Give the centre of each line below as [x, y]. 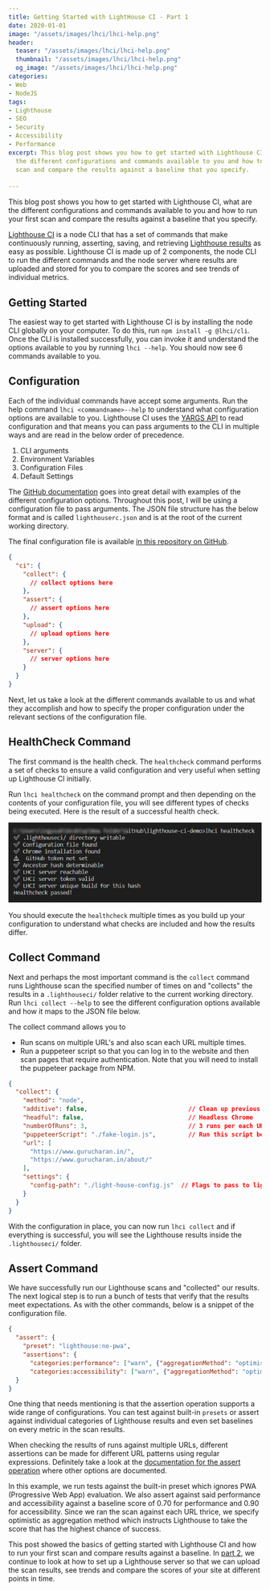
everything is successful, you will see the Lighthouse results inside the [125, 1235]
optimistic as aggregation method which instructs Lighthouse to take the [128, 1520]
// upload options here [70, 634]
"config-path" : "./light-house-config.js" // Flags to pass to [139, 1186]
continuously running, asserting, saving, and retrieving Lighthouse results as [135, 243]
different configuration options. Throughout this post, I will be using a [123, 500]
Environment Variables [57, 459]
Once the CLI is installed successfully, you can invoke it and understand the [133, 339]
